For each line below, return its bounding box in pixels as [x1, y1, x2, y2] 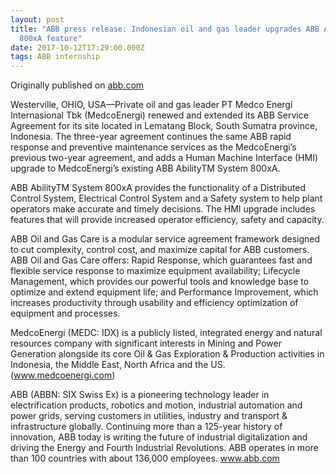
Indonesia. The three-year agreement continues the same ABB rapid [10, 131, 292, 143]
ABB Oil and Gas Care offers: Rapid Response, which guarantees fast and [10, 254, 313, 266]
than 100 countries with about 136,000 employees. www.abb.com [10, 452, 280, 465]
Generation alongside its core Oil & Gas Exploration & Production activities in [10, 348, 325, 360]
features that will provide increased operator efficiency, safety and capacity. [10, 214, 325, 226]
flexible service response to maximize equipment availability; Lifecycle [10, 265, 301, 277]
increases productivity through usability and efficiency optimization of [10, 297, 299, 309]
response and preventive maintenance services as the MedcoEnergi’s [10, 141, 297, 153]
